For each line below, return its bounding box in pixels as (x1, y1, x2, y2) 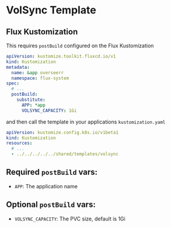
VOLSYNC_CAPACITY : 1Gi (21, 107, 77, 114)
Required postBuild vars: (6, 167, 98, 177)
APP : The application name (14, 183, 78, 190)
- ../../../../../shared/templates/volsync (11, 151, 118, 157)
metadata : (6, 64, 30, 70)
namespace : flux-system (11, 75, 69, 81)
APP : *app (21, 102, 46, 108)
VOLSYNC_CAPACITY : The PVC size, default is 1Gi (14, 215, 125, 222)
